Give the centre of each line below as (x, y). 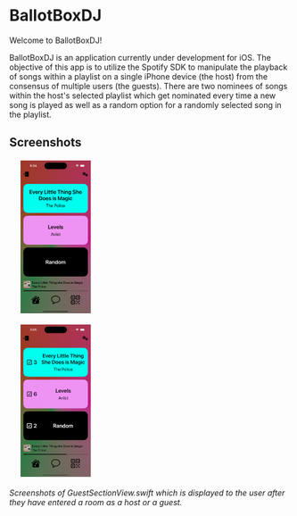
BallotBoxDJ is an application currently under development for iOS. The (140, 57)
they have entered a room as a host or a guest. (96, 503)
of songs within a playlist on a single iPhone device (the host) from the (139, 76)
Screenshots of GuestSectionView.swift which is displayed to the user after (147, 493)
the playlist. (30, 114)
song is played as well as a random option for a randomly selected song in (146, 104)
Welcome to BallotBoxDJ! (56, 40)
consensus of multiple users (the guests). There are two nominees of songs (148, 86)
